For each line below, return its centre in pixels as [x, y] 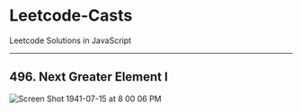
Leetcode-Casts [71, 16]
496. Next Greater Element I [89, 77]
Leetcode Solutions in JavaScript [71, 40]
